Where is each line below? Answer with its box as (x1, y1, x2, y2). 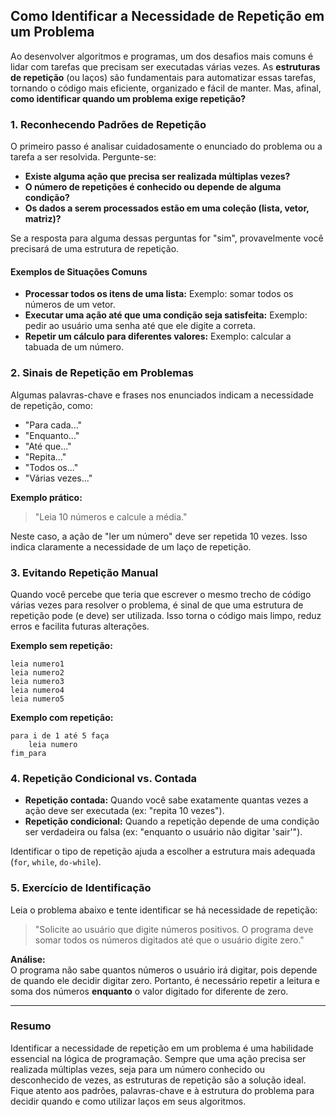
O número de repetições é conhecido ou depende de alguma (24, 181, 282, 193)
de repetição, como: (10, 399, 94, 411)
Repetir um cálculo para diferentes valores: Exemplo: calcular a (24, 330, 292, 343)
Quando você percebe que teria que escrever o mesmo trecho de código (10, 588, 312, 600)
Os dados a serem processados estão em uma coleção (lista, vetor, (24, 202, 310, 214)
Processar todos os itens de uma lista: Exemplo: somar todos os (24, 288, 294, 300)
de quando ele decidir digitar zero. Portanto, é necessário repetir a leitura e (10, 974, 321, 986)
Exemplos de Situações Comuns (10, 265, 148, 278)
